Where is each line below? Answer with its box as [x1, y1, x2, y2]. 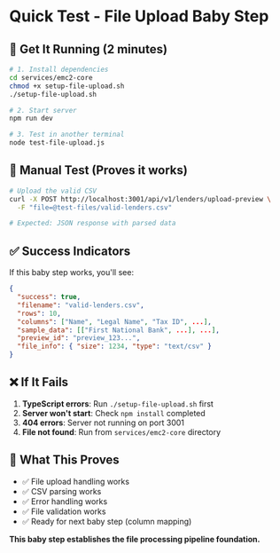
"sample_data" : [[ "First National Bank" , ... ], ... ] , [17, 326, 220, 335]
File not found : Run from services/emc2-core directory [21, 426, 222, 437]
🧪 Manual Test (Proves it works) [9, 162, 188, 178]
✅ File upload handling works [21, 476, 130, 486]
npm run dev [9, 114, 53, 123]
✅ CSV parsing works [21, 486, 102, 496]
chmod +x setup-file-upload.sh [9, 82, 125, 91]
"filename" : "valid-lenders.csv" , [17, 300, 144, 310]
